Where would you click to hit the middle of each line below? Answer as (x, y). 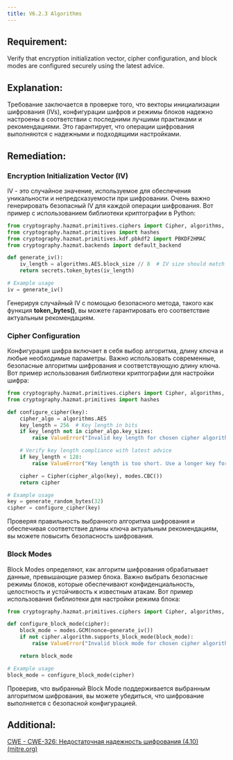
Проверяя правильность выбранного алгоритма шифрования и (101, 522)
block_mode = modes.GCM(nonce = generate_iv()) (87, 631)
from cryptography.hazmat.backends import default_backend (94, 245)
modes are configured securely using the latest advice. (86, 66)
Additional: (32, 725)
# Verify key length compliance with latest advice (96, 451)
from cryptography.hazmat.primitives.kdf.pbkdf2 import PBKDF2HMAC (107, 238)
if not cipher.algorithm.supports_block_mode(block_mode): (107, 637)
